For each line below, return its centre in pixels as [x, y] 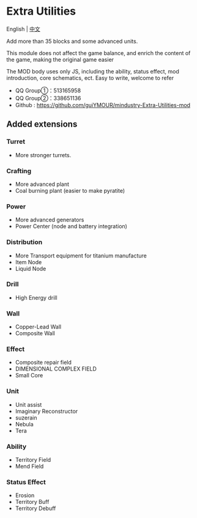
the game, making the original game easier [60, 59]
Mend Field [29, 466]
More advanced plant [42, 184]
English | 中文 [24, 29]
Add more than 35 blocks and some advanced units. [72, 41]
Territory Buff [32, 502]
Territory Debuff [35, 508]
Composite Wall [35, 333]
